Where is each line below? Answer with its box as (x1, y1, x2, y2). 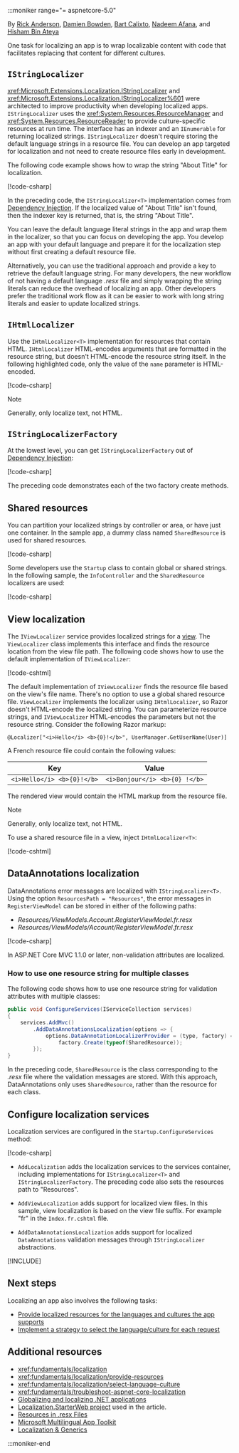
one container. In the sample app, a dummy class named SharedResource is (7, 528, 226, 537)
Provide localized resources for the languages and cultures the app (17, 1310, 215, 1318)
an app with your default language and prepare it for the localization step (7, 240, 221, 248)
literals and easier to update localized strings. (7, 299, 141, 308)
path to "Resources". (17, 1185, 79, 1193)
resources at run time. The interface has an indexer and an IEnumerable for (7, 124, 226, 132)
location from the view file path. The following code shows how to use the (7, 647, 224, 656)
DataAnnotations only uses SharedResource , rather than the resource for (7, 1080, 217, 1089)
